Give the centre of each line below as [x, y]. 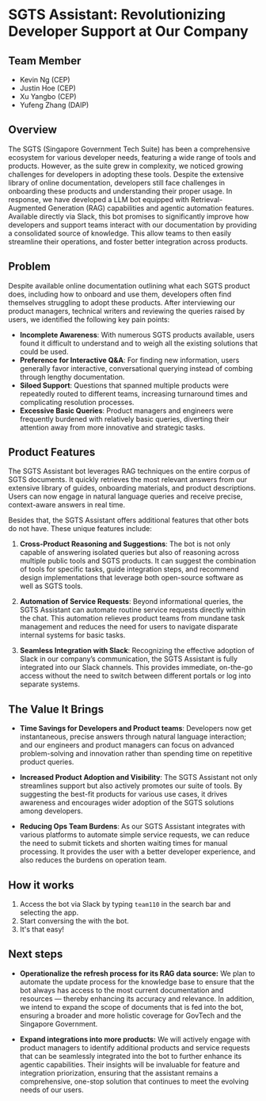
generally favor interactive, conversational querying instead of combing [136, 368]
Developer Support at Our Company [129, 31]
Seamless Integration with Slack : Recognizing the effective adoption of [137, 651]
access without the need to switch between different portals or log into [135, 676]
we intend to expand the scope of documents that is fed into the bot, [131, 1007]
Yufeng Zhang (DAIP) [54, 105]
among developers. [51, 811]
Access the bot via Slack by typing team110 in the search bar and [125, 904]
